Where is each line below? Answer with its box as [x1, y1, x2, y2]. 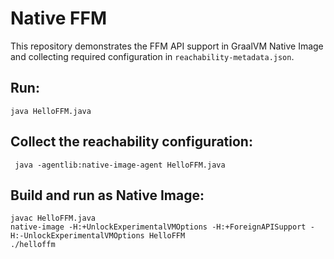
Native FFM [10, 7, 107, 30]
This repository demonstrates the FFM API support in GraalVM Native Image [10, 40, 324, 52]
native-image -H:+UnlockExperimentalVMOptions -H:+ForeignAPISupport [10, 222, 307, 232]
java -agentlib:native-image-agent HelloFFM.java [14, 160, 226, 170]
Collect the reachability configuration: [10, 133, 253, 151]
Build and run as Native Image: [10, 187, 205, 204]
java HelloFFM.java [10, 106, 92, 116]
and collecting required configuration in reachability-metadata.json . [10, 50, 295, 62]
